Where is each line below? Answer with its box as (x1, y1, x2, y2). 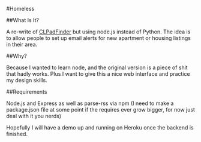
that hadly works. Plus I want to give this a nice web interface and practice (6, 70, 190, 77)
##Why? (6, 53, 27, 59)
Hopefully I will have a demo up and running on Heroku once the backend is (6, 124, 194, 131)
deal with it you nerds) (6, 113, 62, 119)
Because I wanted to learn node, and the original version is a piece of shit (6, 64, 188, 71)
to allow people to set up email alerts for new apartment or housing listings (6, 35, 191, 41)
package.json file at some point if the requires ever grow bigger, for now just (6, 106, 195, 113)
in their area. (6, 41, 38, 48)
